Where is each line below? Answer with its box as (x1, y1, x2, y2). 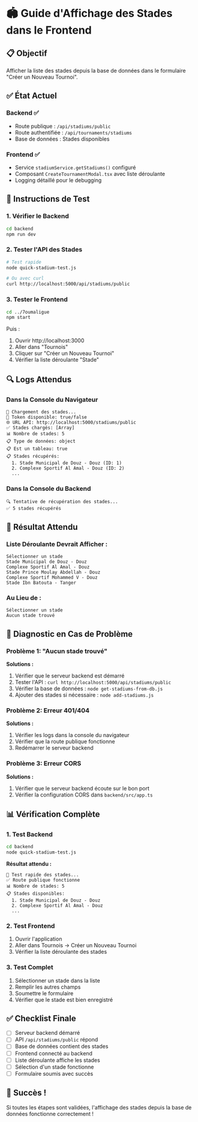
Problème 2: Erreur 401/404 (6, 706, 90, 714)
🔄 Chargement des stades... (6, 408, 77, 415)
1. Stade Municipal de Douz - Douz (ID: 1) (11, 459, 122, 466)
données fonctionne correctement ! (6, 1110, 94, 1117)
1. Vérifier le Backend (6, 212, 69, 220)
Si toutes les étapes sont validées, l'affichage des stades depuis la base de (6, 1103, 192, 1111)
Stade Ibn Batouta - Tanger (6, 580, 77, 586)
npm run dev (6, 231, 36, 237)
